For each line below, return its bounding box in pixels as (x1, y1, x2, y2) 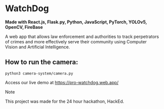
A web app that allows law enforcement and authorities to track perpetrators (5, 34, 159, 39)
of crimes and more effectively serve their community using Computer (5, 38, 147, 44)
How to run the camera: (5, 58, 78, 66)
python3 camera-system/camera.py (5, 71, 73, 76)
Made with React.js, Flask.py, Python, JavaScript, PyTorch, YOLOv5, (5, 19, 147, 25)
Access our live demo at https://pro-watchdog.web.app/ (5, 79, 119, 85)
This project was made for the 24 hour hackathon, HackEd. (5, 98, 124, 104)
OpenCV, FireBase (5, 24, 43, 30)
